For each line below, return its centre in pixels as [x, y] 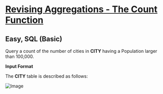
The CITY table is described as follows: [47, 76]
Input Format [19, 66]
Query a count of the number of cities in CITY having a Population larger [81, 51]
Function [24, 20]
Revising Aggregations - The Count [81, 9]
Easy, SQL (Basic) [34, 39]
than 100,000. [20, 56]
